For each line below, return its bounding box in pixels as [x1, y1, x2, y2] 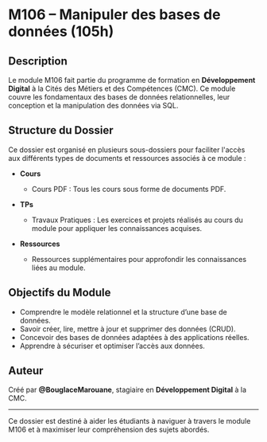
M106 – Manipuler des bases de [8, 6, 221, 24]
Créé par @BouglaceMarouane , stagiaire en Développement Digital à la [8, 385, 247, 395]
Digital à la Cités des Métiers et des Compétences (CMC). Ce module [8, 84, 236, 93]
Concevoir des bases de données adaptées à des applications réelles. [19, 332, 250, 342]
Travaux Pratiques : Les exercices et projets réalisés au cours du [31, 215, 244, 225]
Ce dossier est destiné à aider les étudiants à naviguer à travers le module [8, 417, 251, 426]
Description [8, 54, 68, 68]
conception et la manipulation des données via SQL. [8, 101, 179, 110]
